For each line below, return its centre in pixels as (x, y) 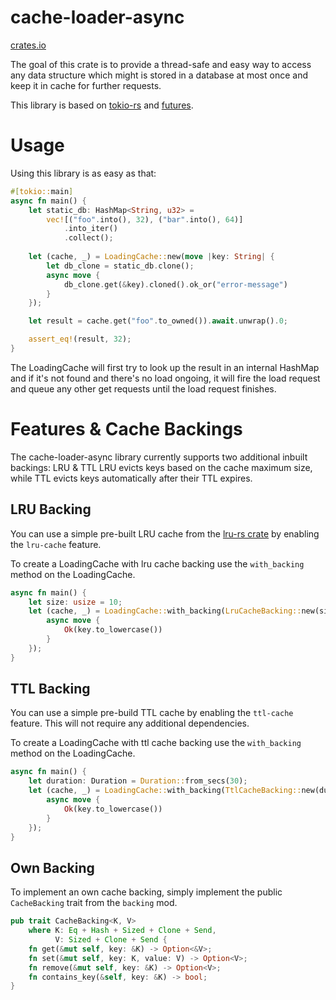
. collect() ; (88, 238)
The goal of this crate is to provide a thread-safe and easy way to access (161, 64)
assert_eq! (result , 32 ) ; (80, 339)
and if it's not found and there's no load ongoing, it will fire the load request (165, 378)
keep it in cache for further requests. (86, 85)
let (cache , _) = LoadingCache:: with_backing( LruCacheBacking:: (165, 611)
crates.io (28, 45)
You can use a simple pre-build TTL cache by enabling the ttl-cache (152, 713)
